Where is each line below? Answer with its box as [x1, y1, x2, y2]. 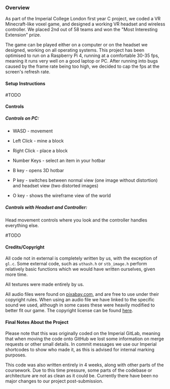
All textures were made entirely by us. [5, 282, 84, 288]
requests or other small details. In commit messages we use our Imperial [5, 341, 157, 347]
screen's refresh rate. [5, 69, 51, 75]
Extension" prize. [5, 32, 42, 38]
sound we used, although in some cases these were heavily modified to [5, 302, 155, 308]
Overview [5, 4, 30, 11]
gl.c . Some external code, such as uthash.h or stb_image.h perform [5, 261, 147, 267]
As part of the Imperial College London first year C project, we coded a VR [5, 16, 161, 22]
